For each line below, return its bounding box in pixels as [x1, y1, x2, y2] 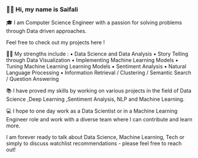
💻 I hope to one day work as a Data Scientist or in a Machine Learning [6, 107, 178, 114]
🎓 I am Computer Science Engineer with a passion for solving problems [6, 19, 182, 26]
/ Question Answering [6, 75, 59, 83]
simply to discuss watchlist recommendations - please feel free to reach [6, 140, 182, 147]
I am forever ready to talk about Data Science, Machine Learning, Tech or [6, 134, 185, 141]
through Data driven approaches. [6, 28, 87, 35]
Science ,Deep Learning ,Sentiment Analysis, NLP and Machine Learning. [6, 96, 185, 103]
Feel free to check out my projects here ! [6, 39, 105, 46]
